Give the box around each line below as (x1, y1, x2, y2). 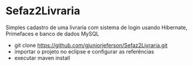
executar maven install (14, 54, 70, 61)
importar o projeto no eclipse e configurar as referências (14, 48, 154, 55)
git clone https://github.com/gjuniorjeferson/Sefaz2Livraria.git (14, 42, 168, 49)
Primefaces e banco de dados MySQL (5, 30, 99, 37)
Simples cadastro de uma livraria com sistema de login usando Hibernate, (5, 24, 188, 31)
